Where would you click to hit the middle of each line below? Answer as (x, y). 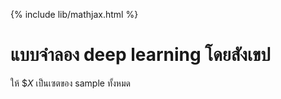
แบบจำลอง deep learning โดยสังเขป (140, 55)
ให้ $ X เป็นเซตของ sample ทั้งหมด (70, 83)
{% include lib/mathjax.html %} (74, 14)
